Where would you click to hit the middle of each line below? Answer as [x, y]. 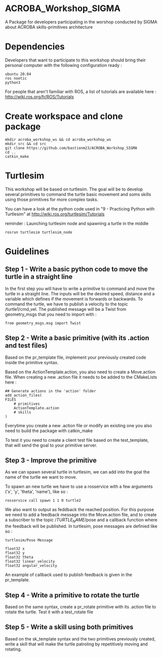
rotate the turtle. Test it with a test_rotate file [49, 612]
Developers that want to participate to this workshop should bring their [75, 60]
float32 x [15, 549]
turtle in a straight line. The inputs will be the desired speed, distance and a [80, 293]
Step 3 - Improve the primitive [51, 460]
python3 [13, 82]
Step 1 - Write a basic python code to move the [77, 269]
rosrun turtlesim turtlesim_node [39, 232]
